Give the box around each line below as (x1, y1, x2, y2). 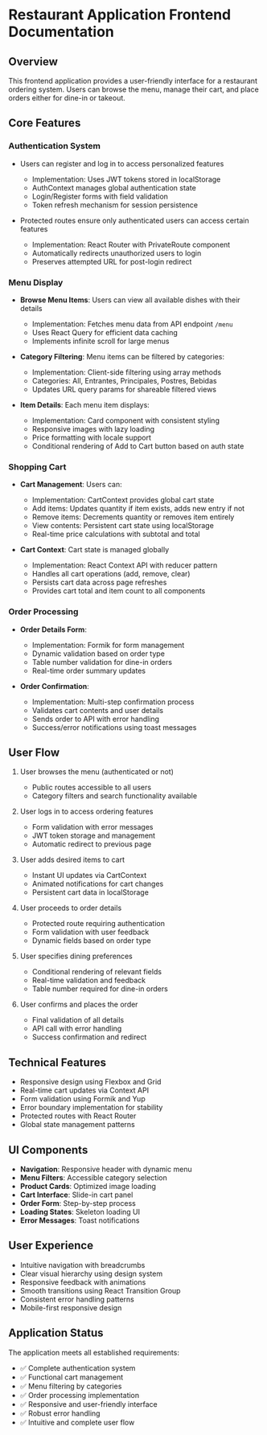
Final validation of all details (31, 1015, 125, 1025)
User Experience (8, 1239, 94, 1253)
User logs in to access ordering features (19, 806, 154, 817)
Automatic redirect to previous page (31, 839, 152, 849)
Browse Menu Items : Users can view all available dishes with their (19, 295, 240, 305)
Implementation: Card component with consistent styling (31, 416, 220, 425)
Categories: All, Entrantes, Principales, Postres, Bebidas (31, 375, 217, 385)
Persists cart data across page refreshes (31, 577, 167, 588)
